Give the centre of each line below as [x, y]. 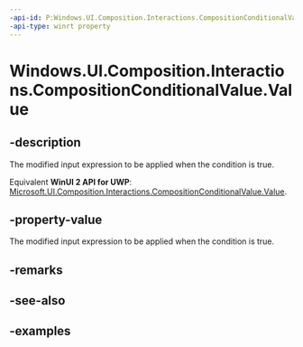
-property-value [56, 219]
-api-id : [26, 18]
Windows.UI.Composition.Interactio [147, 71]
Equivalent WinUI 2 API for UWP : [71, 182]
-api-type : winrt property [60, 26]
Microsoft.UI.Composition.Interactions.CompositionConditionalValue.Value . [148, 192]
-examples [40, 331]
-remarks [36, 270]
